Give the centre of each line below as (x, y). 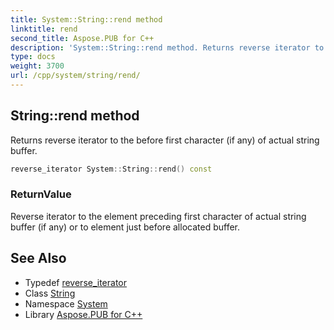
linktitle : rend (44, 29)
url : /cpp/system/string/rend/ (75, 76)
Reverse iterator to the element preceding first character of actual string (158, 216)
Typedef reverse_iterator (76, 282)
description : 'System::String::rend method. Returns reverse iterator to (167, 47)
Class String (50, 293)
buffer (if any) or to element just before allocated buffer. (125, 227)
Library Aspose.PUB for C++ (83, 314)
